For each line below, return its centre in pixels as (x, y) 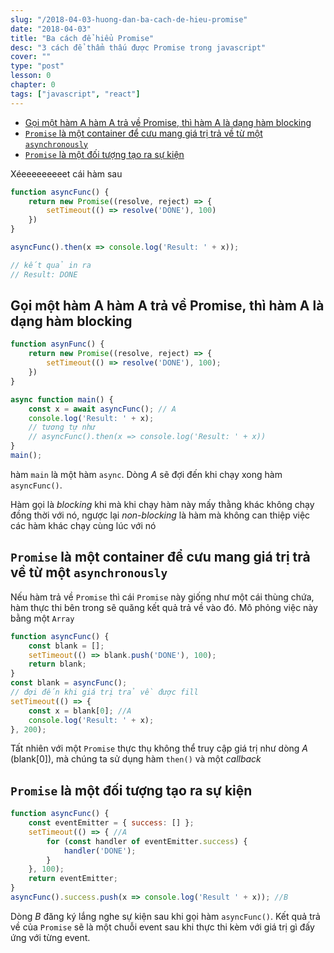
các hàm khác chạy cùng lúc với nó (83, 525)
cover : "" (31, 57)
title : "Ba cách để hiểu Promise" (82, 38)
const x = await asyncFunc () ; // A (102, 409)
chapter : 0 (33, 85)
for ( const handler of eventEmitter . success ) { (147, 841)
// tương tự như (62, 427)
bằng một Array (42, 618)
